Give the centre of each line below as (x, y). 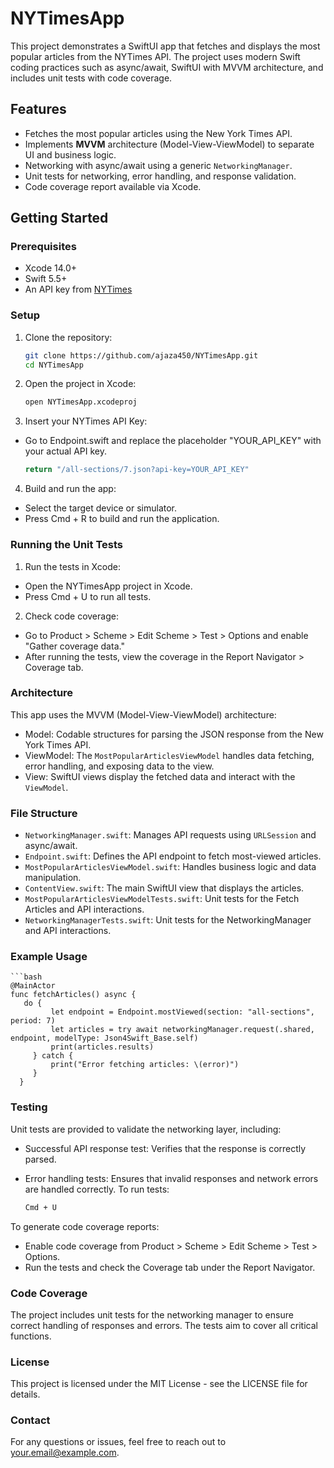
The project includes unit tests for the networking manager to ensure (152, 1314)
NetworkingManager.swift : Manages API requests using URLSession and (170, 835)
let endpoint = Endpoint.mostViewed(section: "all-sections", (182, 1012)
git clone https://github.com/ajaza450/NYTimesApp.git (141, 355)
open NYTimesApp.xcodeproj (81, 402)
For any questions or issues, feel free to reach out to (118, 1442)
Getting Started (59, 218)
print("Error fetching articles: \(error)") (145, 1065)
